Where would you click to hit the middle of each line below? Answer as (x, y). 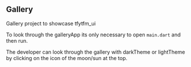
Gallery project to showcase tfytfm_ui (51, 23)
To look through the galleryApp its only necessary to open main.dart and (93, 35)
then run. (17, 40)
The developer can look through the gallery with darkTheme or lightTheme (95, 52)
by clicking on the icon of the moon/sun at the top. (67, 58)
